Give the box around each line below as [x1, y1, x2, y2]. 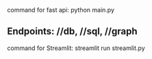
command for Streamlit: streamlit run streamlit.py [7, 44, 145, 52]
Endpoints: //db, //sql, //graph [7, 25, 138, 37]
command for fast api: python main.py [7, 6, 115, 14]
